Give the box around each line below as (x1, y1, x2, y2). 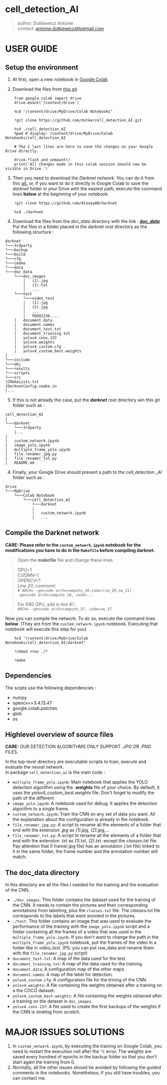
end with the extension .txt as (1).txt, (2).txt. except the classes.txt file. (12, 838, 158, 844)
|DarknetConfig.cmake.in (5, 383, 57, 389)
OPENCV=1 (17, 577, 41, 583)
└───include (5, 357, 30, 362)
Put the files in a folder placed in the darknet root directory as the (12, 224, 147, 230)
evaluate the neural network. (5, 764, 64, 770)
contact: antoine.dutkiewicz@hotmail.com (17, 25, 104, 31)
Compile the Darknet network (5, 528, 99, 537)
